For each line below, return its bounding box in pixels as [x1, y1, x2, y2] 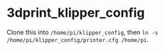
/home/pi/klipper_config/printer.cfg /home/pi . [6, 35, 149, 43]
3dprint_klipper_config [6, 5, 145, 21]
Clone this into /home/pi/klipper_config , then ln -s [6, 28, 159, 36]
